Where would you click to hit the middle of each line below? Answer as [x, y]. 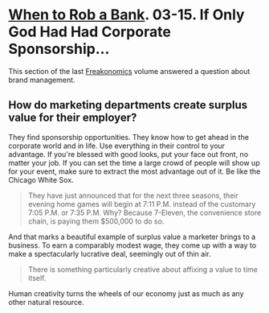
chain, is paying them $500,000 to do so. [96, 221]
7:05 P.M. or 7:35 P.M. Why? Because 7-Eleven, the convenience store [145, 212]
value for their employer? [73, 118]
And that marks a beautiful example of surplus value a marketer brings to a [132, 237]
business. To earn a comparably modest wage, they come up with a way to [132, 245]
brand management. [42, 80]
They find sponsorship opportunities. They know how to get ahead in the [128, 137]
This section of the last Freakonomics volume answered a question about [129, 71]
